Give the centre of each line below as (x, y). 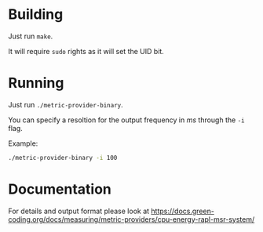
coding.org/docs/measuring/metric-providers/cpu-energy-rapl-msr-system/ (131, 219)
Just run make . (31, 36)
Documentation (60, 189)
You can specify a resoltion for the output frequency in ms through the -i (126, 120)
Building (36, 14)
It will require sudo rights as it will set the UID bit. (86, 51)
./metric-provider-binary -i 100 (63, 158)
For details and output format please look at (79, 211)
